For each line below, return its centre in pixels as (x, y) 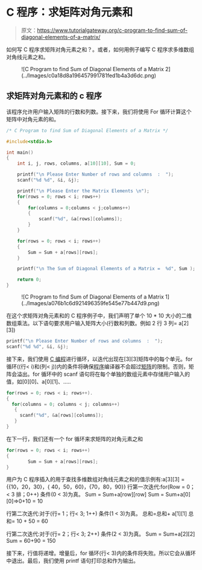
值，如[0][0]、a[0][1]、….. (39, 381)
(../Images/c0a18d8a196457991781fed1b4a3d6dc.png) (89, 75)
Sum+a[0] (178, 495)
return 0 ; (30, 280)
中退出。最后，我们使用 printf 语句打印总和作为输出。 (72, 561)
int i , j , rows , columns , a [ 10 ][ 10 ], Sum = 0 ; (77, 163)
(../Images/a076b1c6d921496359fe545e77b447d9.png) (90, 303)
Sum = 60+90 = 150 (31, 541)
